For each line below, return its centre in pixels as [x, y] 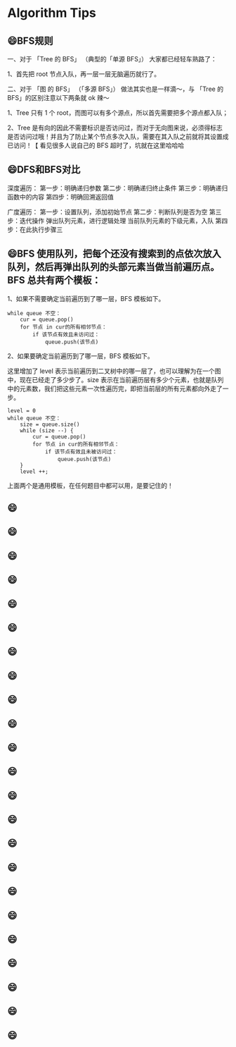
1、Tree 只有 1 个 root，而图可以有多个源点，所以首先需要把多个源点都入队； [118, 113]
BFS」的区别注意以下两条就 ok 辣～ [59, 98]
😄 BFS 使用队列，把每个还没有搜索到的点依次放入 [114, 254]
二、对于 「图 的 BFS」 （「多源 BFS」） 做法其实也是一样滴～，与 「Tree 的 [115, 89]
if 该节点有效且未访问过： [66, 334]
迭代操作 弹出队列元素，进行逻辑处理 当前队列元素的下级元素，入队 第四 [124, 221]
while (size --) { [47, 430]
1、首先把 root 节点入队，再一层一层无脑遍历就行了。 [84, 74]
